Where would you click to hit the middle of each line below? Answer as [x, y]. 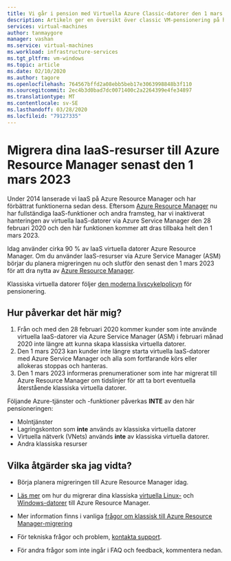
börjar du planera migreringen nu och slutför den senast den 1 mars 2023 [111, 263]
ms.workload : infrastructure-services [63, 52]
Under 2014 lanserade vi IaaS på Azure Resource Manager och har [102, 198]
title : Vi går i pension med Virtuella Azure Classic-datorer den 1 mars [115, 13]
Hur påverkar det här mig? [65, 313]
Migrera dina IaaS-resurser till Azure [113, 150]
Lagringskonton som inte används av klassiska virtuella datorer [107, 429]
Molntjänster [35, 422]
